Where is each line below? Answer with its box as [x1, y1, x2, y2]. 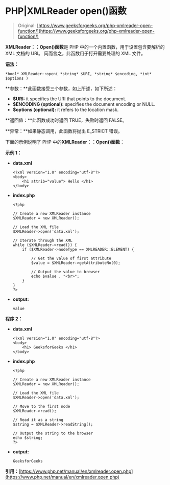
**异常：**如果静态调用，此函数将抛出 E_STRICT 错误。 [5, 128, 123, 134]
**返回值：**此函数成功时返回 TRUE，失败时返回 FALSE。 [5, 117, 127, 123]
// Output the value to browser [31, 269, 100, 274]
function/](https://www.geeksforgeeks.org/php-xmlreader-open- [17, 28, 155, 34]
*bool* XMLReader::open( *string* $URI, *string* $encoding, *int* [5, 71, 152, 76]
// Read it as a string [12, 417, 64, 423]
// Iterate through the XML [12, 238, 72, 243]
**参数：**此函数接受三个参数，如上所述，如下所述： [5, 85, 117, 92]
